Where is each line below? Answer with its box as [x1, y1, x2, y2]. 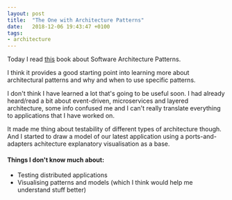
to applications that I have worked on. [7, 112, 115, 120]
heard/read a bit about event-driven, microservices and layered [7, 97, 189, 105]
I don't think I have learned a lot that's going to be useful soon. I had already [7, 90, 225, 98]
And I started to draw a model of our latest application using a [7, 133, 184, 141]
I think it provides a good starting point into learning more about [7, 69, 190, 77]
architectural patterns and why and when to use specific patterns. [7, 76, 196, 84]
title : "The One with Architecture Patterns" [7, 17, 144, 24]
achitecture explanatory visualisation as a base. [34, 140, 170, 148]
